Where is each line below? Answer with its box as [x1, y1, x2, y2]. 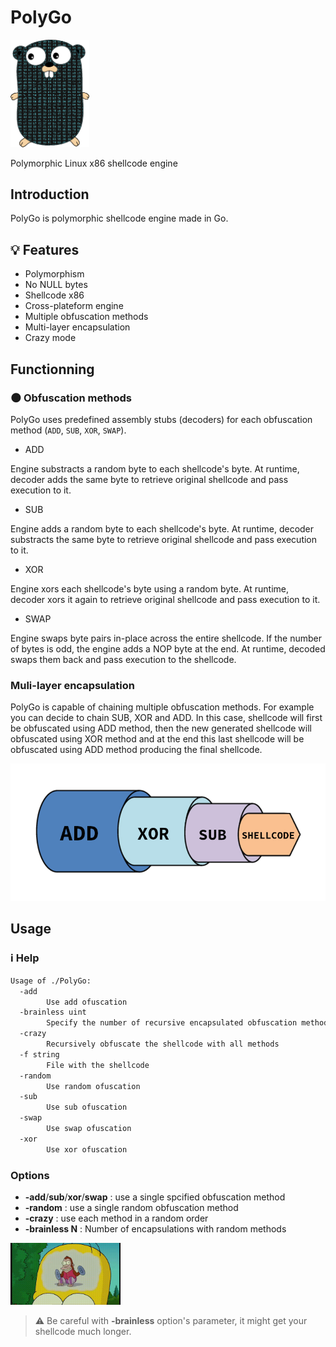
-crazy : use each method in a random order [24, 1212, 209, 1224]
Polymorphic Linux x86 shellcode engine [10, 157, 178, 169]
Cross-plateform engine [24, 300, 124, 312]
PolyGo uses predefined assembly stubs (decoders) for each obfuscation [10, 413, 313, 425]
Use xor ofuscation [46, 1144, 128, 1155]
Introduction [10, 186, 90, 203]
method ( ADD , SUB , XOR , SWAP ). [10, 424, 127, 436]
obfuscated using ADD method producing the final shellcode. [10, 744, 263, 756]
